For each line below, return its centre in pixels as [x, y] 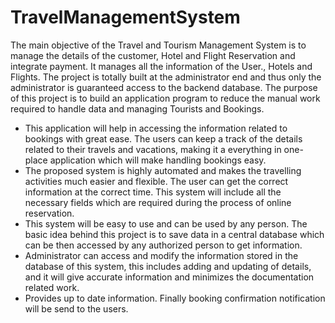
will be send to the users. [76, 308]
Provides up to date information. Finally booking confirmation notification [175, 298]
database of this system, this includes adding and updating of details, [168, 266]
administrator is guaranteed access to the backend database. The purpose [164, 87]
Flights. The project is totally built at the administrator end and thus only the [166, 77]
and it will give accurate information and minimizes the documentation [169, 277]
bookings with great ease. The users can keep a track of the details [163, 138]
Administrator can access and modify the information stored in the [161, 255]
